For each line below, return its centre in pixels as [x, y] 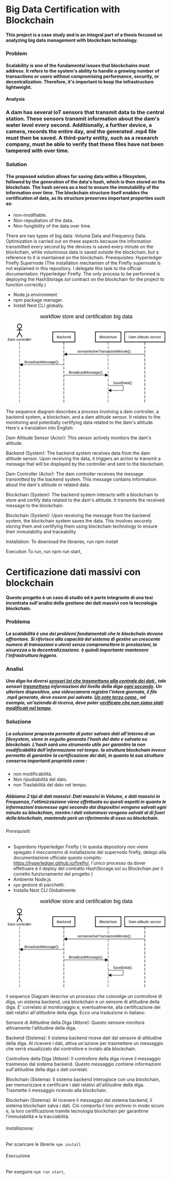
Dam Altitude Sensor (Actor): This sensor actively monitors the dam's [79, 438]
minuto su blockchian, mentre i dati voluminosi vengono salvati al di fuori [85, 813]
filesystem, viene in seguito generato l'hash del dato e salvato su [77, 739]
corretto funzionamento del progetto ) [53, 874]
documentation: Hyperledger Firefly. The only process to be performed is [83, 274]
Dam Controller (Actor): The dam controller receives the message [75, 474]
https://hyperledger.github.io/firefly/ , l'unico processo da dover [79, 863]
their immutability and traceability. [42, 532]
